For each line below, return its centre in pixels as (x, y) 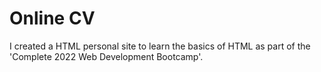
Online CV (52, 18)
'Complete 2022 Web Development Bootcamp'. (106, 56)
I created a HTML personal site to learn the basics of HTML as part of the (160, 46)
